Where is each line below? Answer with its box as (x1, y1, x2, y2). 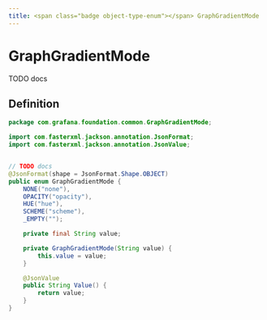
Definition (8, 96, 59, 110)
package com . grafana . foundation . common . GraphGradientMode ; (8, 118, 213, 126)
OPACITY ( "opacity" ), (23, 192, 93, 201)
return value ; (37, 289, 85, 297)
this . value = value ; (37, 252, 107, 260)
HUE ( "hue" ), (23, 200, 63, 208)
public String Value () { (23, 281, 107, 290)
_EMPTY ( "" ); (23, 215, 63, 224)
